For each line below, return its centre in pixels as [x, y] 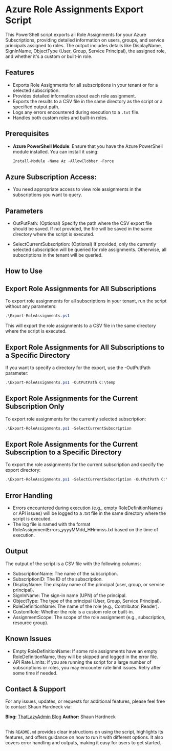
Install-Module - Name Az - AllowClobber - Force [63, 161]
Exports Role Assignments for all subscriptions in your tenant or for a [85, 85]
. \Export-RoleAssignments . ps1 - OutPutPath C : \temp [60, 382]
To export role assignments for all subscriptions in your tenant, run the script [86, 301]
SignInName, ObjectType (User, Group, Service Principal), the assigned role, [86, 51]
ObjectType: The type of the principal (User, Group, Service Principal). [87, 601]
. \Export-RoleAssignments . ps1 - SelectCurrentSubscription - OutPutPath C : [86, 479]
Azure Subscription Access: [51, 177]
